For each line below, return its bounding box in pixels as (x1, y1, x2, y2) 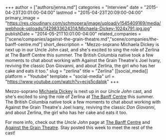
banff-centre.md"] (5, 41, 43, 47)
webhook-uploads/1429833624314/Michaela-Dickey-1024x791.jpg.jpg (5, 25, 150, 31)
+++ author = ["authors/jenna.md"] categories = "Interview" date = (5, 4, 143, 10)
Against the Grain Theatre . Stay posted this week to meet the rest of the (5, 124, 153, 130)
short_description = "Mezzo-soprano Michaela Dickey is (43, 41, 160, 47)
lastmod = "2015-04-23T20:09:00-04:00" (56, 9, 143, 15)
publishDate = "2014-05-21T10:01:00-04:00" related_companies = (5, 31, 141, 36)
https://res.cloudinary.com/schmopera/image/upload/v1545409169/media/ (7, 20, 161, 26)
